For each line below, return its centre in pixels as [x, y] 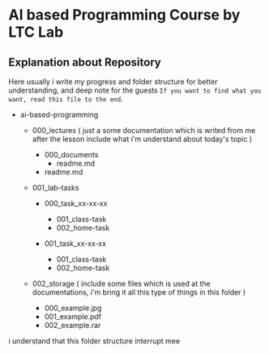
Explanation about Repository [85, 62]
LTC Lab [36, 32]
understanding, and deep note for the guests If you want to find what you [135, 90]
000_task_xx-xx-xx [76, 203]
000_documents [71, 155]
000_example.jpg [73, 308]
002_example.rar [73, 325]
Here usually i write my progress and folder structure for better [113, 82]
